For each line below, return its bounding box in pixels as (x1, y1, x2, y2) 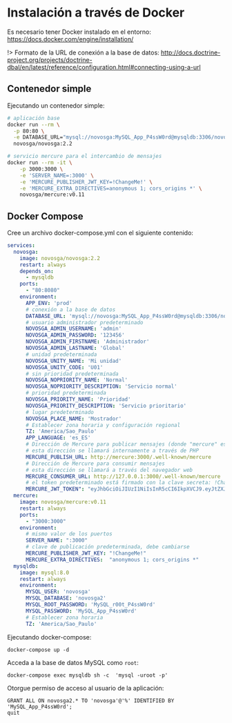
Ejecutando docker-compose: (7, 633, 92, 641)
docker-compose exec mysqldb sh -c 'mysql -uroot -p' (7, 671, 168, 679)
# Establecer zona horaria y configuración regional (25, 422, 181, 428)
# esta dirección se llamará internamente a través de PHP (25, 447, 199, 455)
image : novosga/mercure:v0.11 (19, 499, 107, 506)
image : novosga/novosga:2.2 (19, 255, 100, 261)
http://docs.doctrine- (161, 48, 221, 57)
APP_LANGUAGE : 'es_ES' (25, 435, 91, 442)
